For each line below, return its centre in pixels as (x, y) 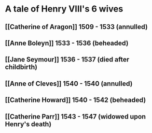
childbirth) (21, 67)
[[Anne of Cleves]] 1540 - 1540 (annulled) (69, 83)
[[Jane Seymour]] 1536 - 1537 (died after (67, 60)
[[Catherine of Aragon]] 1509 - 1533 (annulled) (76, 27)
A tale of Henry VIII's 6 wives (64, 9)
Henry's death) (28, 124)
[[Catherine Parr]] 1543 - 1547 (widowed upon (76, 116)
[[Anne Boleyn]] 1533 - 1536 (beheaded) (67, 43)
